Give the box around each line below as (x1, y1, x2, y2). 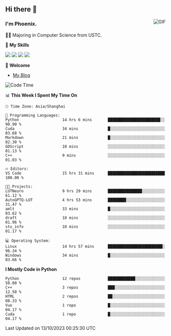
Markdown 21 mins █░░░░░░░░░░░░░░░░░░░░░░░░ (5, 135, 165, 140)
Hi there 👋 (5, 5, 37, 14)
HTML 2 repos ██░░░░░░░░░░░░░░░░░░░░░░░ (5, 294, 165, 299)
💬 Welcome (5, 62, 31, 68)
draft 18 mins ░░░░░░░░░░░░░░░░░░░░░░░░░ (5, 215, 165, 220)
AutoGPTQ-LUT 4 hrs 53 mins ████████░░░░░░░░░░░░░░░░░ (5, 197, 165, 203)
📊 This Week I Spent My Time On (5, 92, 77, 98)
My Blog (12, 72, 31, 78)
